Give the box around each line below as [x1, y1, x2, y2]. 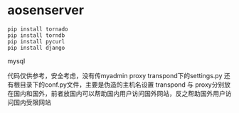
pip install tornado [7, 26, 69, 33]
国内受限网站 [13, 98, 51, 107]
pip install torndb [7, 31, 65, 39]
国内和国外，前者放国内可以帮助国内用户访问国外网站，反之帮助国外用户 [13, 89, 225, 97]
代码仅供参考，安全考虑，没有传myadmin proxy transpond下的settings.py [7, 71, 223, 80]
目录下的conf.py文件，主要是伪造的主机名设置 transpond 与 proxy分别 [19, 80, 225, 89]
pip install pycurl [7, 38, 65, 45]
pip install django [7, 44, 65, 51]
